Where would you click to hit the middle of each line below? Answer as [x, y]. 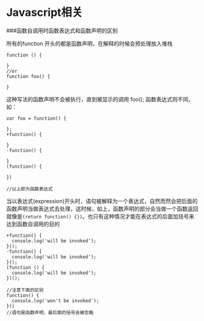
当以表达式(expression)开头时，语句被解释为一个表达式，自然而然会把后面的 [102, 201]
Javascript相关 [45, 13]
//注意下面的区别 [25, 290]
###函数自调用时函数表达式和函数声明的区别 [62, 31]
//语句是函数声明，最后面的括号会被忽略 [50, 312]
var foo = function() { [37, 118]
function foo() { [28, 76]
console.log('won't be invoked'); [55, 301]
